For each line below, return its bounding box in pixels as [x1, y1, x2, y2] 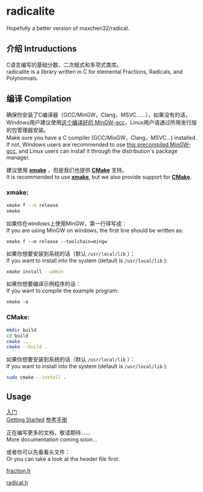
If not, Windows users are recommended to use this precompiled [6, 140, 169, 148]
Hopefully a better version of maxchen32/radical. [6, 24, 129, 32]
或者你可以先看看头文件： [6, 448, 71, 455]
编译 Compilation [6, 93, 72, 104]
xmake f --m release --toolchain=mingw [6, 238, 108, 245]
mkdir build [6, 327, 36, 333]
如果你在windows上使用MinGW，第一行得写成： [6, 220, 128, 227]
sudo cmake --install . [6, 374, 67, 381]
